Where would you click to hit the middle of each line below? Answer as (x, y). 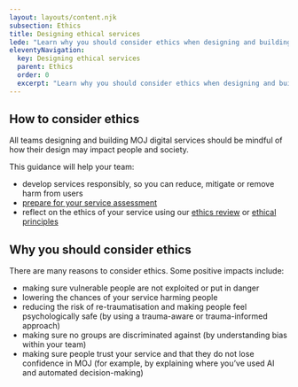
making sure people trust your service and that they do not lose (138, 354)
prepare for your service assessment (90, 203)
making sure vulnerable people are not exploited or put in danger (141, 288)
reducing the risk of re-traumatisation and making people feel (134, 307)
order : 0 (33, 75)
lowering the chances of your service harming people (120, 298)
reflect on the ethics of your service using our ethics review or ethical (149, 213)
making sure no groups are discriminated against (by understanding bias (155, 335)
